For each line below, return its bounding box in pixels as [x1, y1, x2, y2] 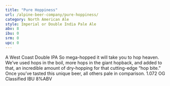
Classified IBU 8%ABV [5, 75, 52, 81]
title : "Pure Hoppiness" [5, 7, 58, 13]
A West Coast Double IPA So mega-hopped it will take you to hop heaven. [5, 54, 159, 60]
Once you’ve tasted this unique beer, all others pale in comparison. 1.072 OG [5, 70, 165, 76]
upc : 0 [5, 40, 19, 46]
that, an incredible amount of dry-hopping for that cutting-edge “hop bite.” [5, 65, 161, 71]
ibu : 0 [5, 31, 19, 36]
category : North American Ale [5, 17, 70, 22]
